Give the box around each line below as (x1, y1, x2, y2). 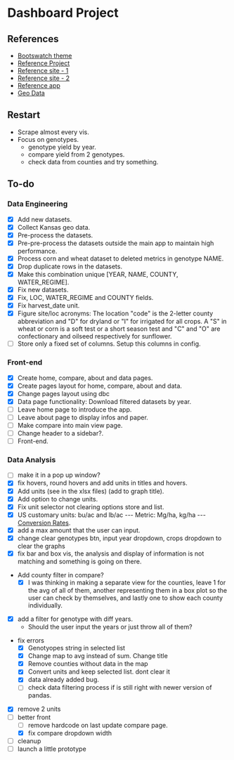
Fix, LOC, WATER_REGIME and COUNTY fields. (17, 294, 154, 301)
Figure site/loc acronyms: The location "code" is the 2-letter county (17, 309, 214, 317)
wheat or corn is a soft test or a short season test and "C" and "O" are (17, 325, 221, 333)
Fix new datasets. (17, 285, 69, 294)
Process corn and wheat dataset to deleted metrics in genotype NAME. (17, 254, 224, 263)
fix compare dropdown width (27, 728, 112, 737)
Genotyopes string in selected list (27, 644, 125, 653)
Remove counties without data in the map (27, 660, 149, 668)
